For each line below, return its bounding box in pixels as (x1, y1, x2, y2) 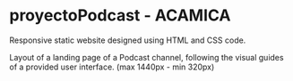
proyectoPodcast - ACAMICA (9, 5, 231, 26)
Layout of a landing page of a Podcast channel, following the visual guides (9, 52, 284, 62)
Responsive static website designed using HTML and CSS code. (9, 35, 246, 45)
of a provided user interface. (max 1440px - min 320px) (9, 61, 215, 72)
